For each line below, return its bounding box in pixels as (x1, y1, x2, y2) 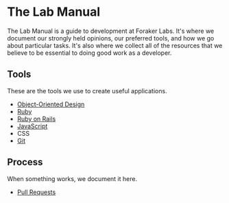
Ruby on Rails (16, 115, 56, 123)
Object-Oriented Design (16, 100, 85, 108)
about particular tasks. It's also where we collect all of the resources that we (7, 41, 223, 49)
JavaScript (16, 121, 48, 130)
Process (7, 156, 43, 168)
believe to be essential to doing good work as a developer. (7, 49, 172, 57)
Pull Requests (16, 188, 56, 196)
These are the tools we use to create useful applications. (7, 86, 167, 95)
